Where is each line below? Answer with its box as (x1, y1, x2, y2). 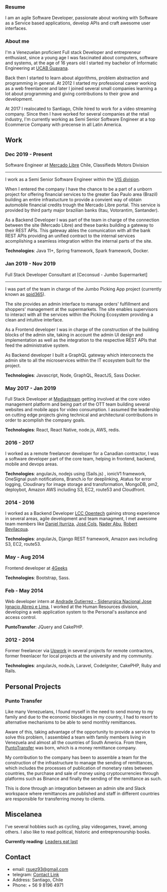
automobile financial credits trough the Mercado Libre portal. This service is (5, 202, 161, 208)
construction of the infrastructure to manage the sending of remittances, (5, 760, 154, 766)
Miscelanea (5, 810, 42, 819)
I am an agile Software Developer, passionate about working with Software (5, 15, 158, 21)
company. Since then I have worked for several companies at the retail (5, 111, 150, 117)
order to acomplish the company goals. (5, 417, 85, 423)
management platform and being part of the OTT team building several (5, 401, 150, 407)
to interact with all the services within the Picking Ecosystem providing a (5, 311, 153, 317)
